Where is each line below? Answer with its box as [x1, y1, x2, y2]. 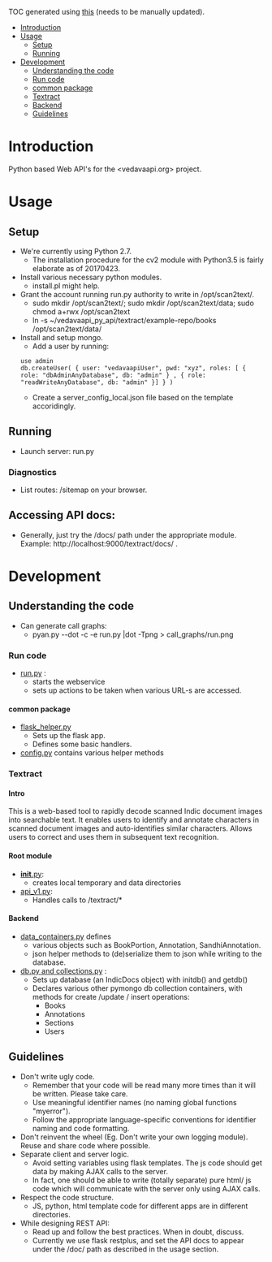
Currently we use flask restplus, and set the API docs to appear [32, 1235, 244, 1245]
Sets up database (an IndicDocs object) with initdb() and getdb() [32, 975, 248, 984]
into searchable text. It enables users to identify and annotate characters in [8, 815, 260, 825]
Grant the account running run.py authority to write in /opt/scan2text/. [19, 289, 254, 299]
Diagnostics [8, 466, 57, 478]
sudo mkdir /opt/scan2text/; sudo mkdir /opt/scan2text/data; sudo [32, 298, 254, 308]
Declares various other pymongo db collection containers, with [32, 983, 244, 993]
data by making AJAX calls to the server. [32, 1166, 169, 1176]
